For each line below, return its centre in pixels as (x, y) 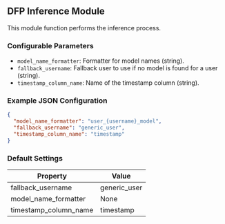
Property (52, 176)
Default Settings (35, 158)
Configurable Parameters (51, 45)
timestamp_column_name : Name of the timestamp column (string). (108, 83)
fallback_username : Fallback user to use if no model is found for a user (117, 68)
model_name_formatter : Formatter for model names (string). (100, 61)
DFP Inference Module (56, 11)
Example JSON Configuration (57, 101)
